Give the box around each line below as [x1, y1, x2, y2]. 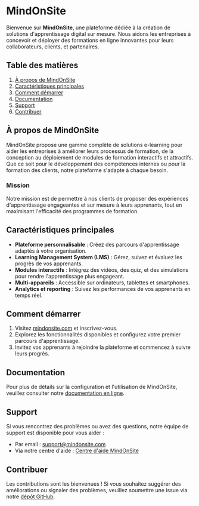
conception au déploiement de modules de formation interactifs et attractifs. [6, 154, 194, 161]
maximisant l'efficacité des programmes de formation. [6, 207, 139, 214]
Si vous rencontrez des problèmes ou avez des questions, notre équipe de [6, 423, 189, 430]
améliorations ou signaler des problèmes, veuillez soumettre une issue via [6, 486, 188, 493]
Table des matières [6, 60, 79, 70]
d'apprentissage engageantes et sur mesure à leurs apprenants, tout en [6, 201, 182, 208]
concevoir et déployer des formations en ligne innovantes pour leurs [6, 36, 174, 44]
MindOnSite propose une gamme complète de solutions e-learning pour [6, 141, 183, 148]
